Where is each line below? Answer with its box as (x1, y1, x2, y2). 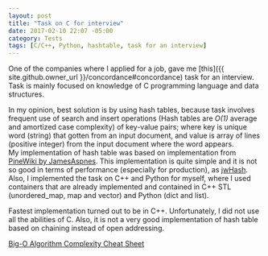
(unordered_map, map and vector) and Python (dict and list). (8, 191, 209, 200)
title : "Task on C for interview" (8, 19, 125, 27)
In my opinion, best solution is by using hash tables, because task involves (8, 105, 255, 115)
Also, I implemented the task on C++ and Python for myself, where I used (8, 174, 251, 184)
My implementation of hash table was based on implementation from (8, 148, 237, 158)
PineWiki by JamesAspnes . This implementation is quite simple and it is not (8, 156, 258, 166)
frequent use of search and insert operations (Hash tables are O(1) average (8, 114, 258, 123)
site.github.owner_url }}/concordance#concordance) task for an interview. (8, 72, 254, 82)
